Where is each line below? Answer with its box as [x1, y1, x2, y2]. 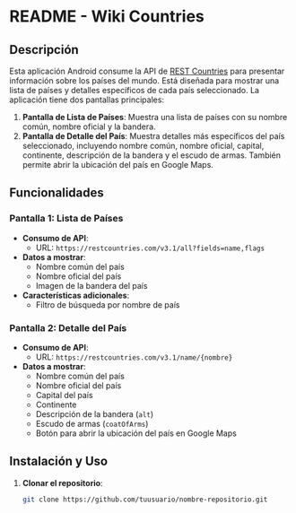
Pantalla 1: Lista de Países [9, 213, 124, 225]
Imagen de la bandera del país [35, 280, 148, 291]
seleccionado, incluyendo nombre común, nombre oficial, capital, [22, 141, 265, 151]
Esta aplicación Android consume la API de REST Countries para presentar [9, 65, 285, 76]
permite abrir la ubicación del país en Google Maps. [22, 160, 213, 170]
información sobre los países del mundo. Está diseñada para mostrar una [9, 75, 280, 86]
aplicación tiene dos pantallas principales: [9, 94, 164, 105]
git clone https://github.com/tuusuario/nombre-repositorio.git [22, 495, 268, 504]
